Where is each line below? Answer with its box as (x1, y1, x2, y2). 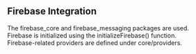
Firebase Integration (7, 6, 97, 17)
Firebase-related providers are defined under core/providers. (7, 38, 183, 47)
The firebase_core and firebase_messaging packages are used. (7, 24, 190, 32)
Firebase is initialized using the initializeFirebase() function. (7, 31, 177, 39)
